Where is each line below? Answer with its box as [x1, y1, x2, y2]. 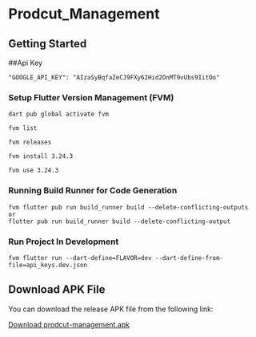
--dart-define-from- [154, 254, 224, 262]
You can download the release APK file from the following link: [8, 304, 214, 314]
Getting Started [8, 37, 87, 51]
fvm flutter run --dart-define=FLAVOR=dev [8, 254, 152, 262]
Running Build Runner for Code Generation [8, 185, 178, 197]
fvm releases [8, 138, 52, 147]
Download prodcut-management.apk [8, 319, 130, 329]
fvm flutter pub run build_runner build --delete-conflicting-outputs [8, 203, 249, 211]
